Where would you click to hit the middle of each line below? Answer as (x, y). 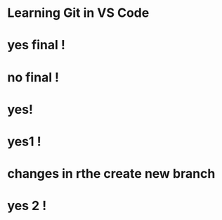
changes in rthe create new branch (111, 174)
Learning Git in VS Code (78, 13)
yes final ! (36, 45)
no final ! (33, 77)
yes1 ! (24, 141)
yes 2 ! (27, 206)
